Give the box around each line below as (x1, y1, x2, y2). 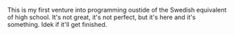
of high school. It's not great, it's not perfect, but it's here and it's (7, 13, 196, 21)
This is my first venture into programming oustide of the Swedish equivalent (7, 6, 227, 14)
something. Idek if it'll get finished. (7, 21, 108, 28)
